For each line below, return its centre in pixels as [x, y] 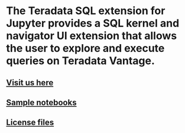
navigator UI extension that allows [92, 36]
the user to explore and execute [85, 49]
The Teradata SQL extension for [86, 11]
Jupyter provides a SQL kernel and [93, 23]
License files [30, 123]
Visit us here [30, 83]
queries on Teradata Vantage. [81, 61]
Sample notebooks [41, 102]
